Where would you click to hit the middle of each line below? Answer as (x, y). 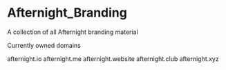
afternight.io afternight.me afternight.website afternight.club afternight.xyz (113, 59)
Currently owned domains (44, 45)
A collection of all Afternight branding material (73, 32)
